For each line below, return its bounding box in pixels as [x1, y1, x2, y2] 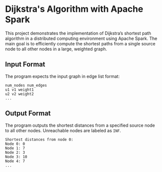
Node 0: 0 [5, 141, 26, 146]
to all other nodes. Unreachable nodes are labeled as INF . [5, 127, 121, 134]
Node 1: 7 [5, 145, 26, 151]
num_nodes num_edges [5, 83, 48, 88]
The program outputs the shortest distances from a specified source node [5, 122, 155, 128]
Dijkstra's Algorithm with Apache [5, 3, 143, 15]
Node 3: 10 [5, 154, 27, 159]
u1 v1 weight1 [5, 87, 34, 92]
